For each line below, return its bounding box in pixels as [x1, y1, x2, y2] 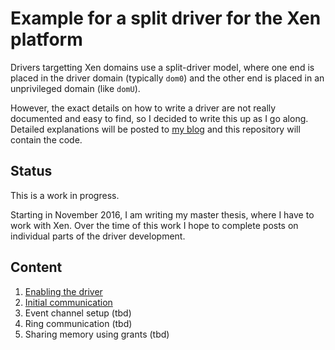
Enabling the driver [24, 285, 103, 297]
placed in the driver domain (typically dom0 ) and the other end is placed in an [10, 72, 325, 84]
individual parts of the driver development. [10, 230, 186, 242]
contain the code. [10, 133, 83, 146]
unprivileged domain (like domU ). [10, 82, 141, 94]
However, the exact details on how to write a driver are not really [10, 102, 277, 114]
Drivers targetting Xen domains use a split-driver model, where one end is [10, 61, 315, 73]
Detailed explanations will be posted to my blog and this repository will [10, 123, 301, 135]
